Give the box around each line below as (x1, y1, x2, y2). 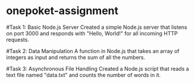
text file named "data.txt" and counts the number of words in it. (6, 71, 161, 78)
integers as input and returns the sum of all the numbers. (6, 54, 146, 61)
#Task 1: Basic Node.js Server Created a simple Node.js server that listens (6, 24, 187, 31)
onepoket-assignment (6, 4, 119, 18)
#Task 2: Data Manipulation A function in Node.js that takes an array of (6, 47, 180, 54)
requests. (6, 36, 30, 43)
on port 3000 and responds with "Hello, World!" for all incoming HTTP (6, 29, 178, 36)
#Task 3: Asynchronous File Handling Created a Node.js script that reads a (6, 65, 189, 72)
